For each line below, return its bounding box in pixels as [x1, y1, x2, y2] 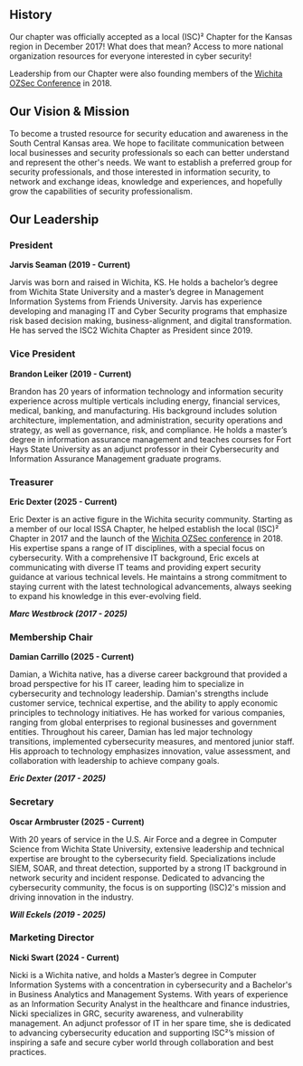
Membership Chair [9, 631, 93, 643]
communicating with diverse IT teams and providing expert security [9, 561, 261, 573]
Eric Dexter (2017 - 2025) [9, 773, 107, 784]
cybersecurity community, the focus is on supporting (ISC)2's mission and [9, 881, 287, 892]
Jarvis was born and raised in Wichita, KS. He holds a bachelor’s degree [9, 277, 279, 288]
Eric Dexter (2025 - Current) [9, 496, 118, 507]
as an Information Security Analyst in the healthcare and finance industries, [9, 998, 290, 1009]
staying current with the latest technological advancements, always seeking [9, 581, 292, 592]
